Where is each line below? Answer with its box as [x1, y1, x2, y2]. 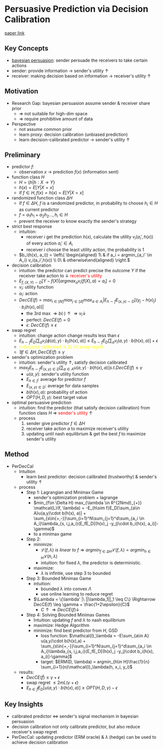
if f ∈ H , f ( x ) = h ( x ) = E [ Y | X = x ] [19, 190, 84, 196]
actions [11, 62, 27, 68]
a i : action [19, 291, 38, 298]
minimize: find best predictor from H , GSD [33, 627, 118, 633]
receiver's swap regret [11, 729, 57, 735]
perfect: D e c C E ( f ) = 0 [26, 317, 70, 323]
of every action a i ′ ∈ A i [26, 240, 73, 247]
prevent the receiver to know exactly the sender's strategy [19, 218, 137, 224]
